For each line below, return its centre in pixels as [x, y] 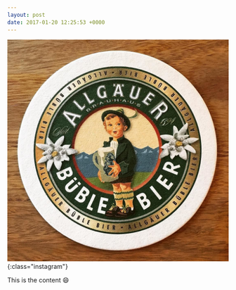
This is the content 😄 [38, 280]
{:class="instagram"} [38, 266]
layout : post [26, 15]
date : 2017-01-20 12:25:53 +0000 [56, 22]
